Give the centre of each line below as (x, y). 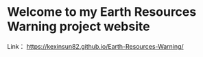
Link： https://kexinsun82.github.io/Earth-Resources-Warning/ (95, 46)
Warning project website (79, 26)
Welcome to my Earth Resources (102, 12)
